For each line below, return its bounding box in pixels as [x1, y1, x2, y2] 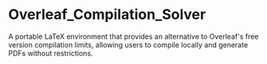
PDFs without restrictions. [8, 48, 93, 58]
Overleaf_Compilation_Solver [8, 6, 206, 24]
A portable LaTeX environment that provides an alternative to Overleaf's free [8, 32, 259, 41]
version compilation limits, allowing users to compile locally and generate [8, 40, 249, 49]
